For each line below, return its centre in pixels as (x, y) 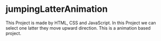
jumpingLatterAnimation (57, 9)
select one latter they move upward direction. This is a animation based (78, 28)
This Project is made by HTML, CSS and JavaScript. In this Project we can (81, 23)
